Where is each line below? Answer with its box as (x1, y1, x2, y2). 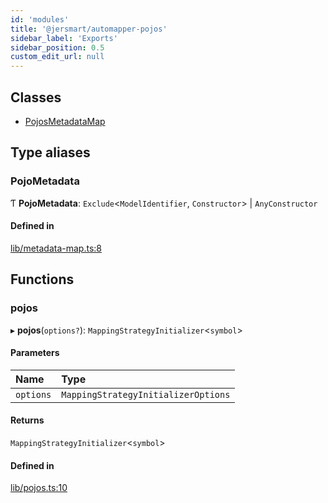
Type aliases (10, 144, 91, 161)
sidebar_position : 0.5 (10, 42, 105, 53)
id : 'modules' (10, 14, 70, 25)
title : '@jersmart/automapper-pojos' (10, 24, 168, 34)
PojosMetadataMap (24, 115, 106, 127)
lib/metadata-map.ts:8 (10, 242, 102, 254)
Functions (10, 271, 75, 288)
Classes (10, 89, 62, 106)
